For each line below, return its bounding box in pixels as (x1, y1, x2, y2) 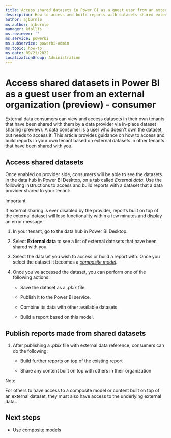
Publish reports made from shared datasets (5, 328, 146, 338)
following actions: (12, 274, 50, 280)
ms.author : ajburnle (5, 21, 49, 27)
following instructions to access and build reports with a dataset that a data (5, 182, 163, 188)
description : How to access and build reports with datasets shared (5, 12, 154, 17)
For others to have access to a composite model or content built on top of (5, 387, 160, 393)
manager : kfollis (5, 27, 42, 32)
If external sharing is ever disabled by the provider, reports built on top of (5, 208, 159, 214)
